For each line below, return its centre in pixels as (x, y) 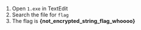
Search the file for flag (40, 15)
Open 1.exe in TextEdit (40, 9)
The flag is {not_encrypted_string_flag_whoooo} (73, 21)
